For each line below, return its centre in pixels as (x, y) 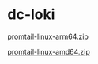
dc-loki (31, 15)
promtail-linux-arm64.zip (48, 36)
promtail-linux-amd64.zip (49, 51)
